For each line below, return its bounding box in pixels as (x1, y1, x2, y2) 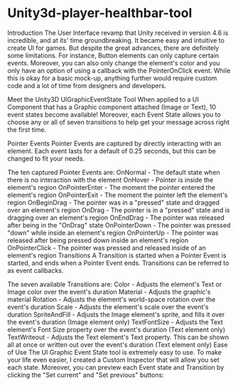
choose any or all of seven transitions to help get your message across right (7, 117, 229, 126)
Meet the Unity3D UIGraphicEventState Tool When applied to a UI (7, 95, 199, 104)
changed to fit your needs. (7, 154, 85, 163)
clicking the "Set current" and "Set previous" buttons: (7, 370, 165, 379)
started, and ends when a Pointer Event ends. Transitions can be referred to (7, 258, 229, 267)
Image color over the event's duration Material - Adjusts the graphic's (7, 287, 211, 296)
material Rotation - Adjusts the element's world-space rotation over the (7, 295, 216, 304)
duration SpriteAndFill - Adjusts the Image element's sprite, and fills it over (7, 310, 225, 318)
